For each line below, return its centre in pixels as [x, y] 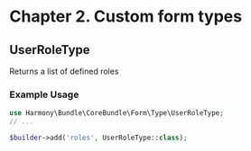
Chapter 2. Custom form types [125, 17]
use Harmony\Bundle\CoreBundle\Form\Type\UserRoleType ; [116, 113]
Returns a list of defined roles [64, 71]
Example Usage [44, 94]
